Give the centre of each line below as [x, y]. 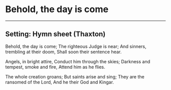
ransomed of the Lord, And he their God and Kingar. [60, 82]
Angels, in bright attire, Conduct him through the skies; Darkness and [78, 61]
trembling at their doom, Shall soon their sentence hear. [64, 52]
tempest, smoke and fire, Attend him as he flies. [55, 67]
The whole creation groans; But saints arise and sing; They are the [75, 76]
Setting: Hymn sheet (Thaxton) [55, 34]
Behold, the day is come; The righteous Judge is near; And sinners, [76, 46]
